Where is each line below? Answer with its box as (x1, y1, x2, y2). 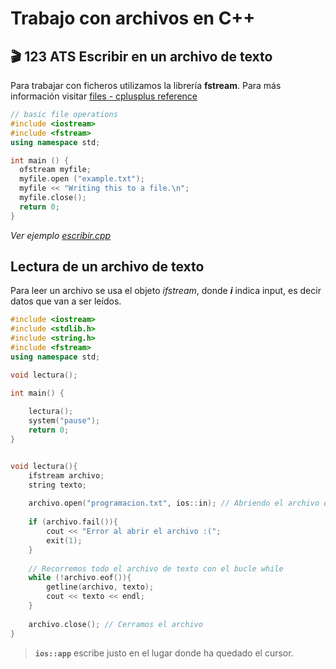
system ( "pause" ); (28, 416, 101, 426)
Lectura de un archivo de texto (10, 258, 205, 276)
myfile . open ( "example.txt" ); (19, 174, 145, 184)
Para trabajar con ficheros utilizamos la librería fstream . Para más (10, 80, 282, 91)
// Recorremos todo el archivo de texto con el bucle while (28, 563, 284, 574)
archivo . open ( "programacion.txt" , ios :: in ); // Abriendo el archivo (28, 498, 320, 509)
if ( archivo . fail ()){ (28, 517, 118, 527)
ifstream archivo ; (28, 470, 105, 481)
